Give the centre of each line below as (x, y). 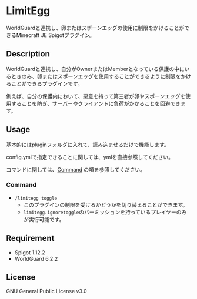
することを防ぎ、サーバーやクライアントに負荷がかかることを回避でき (96, 103)
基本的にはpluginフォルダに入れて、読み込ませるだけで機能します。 (88, 145)
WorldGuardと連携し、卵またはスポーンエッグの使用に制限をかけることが (95, 28)
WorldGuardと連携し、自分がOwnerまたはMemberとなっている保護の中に (95, 69)
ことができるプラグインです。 (47, 83)
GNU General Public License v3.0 (46, 291)
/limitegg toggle (36, 198)
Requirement (30, 238)
